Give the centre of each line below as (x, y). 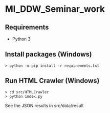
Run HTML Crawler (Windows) (52, 81)
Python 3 (21, 39)
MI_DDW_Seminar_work (55, 9)
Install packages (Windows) (48, 54)
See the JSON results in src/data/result (44, 105)
